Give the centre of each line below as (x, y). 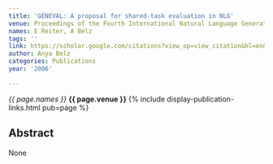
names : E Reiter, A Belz (50, 31)
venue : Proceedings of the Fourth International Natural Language (123, 24)
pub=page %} (65, 107)
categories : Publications (52, 62)
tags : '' (23, 39)
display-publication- (200, 99)
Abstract (31, 134)
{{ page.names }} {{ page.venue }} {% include (87, 99)
